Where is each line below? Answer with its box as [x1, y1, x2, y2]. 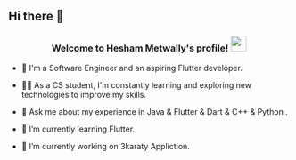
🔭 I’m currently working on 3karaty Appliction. [21, 140, 191, 151]
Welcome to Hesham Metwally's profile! [51, 42, 229, 54]
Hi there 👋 [8, 9, 64, 24]
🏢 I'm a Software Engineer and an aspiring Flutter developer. [21, 62, 243, 73]
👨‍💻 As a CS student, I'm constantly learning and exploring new [21, 79, 251, 90]
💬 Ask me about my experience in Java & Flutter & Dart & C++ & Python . [21, 106, 289, 116]
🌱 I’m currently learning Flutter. [21, 124, 136, 134]
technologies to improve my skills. [21, 89, 146, 100]
